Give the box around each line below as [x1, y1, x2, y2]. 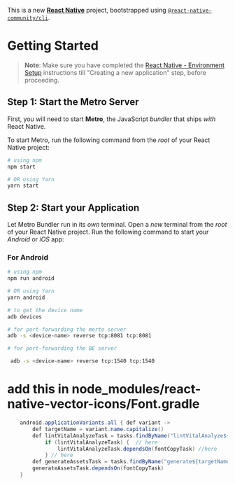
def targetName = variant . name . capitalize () [32, 426, 164, 433]
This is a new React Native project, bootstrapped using [7, 6, 166, 14]
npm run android [7, 275, 55, 282]
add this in [7, 381, 69, 398]
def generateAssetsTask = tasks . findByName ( [32, 458, 164, 465]
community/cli [7, 15, 49, 22]
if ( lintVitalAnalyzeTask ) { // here [44, 439, 158, 446]
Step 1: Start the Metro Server [7, 96, 139, 108]
